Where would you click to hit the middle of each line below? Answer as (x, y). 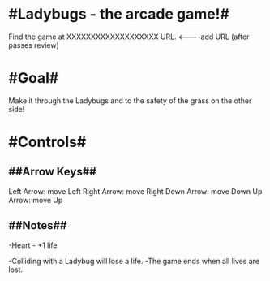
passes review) (34, 45)
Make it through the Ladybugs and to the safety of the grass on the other (130, 100)
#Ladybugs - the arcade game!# (119, 14)
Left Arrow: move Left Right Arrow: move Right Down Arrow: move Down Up (135, 191)
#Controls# (47, 142)
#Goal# (34, 78)
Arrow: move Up (36, 200)
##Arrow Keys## (53, 172)
